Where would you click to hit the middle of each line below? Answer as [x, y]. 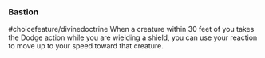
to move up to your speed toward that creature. [86, 46]
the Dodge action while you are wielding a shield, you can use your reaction [133, 37]
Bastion [24, 12]
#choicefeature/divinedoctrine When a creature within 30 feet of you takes [131, 29]
